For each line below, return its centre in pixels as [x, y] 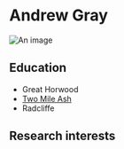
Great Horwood [50, 89]
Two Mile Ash [47, 98]
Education [38, 68]
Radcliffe [38, 108]
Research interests [62, 136]
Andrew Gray [59, 16]
